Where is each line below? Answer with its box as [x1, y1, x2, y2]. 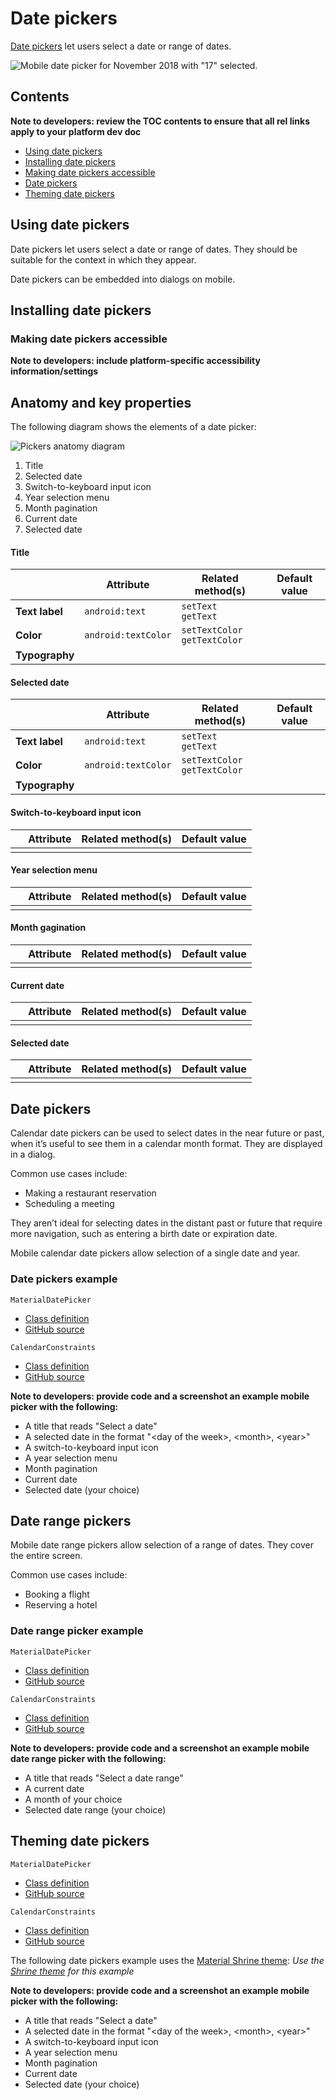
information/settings [10, 365, 99, 377]
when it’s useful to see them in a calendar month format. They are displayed [10, 1138, 323, 1150]
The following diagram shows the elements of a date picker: [10, 421, 257, 433]
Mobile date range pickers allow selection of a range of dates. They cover [10, 1539, 314, 1551]
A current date [24, 1782, 85, 1794]
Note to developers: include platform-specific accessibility [10, 355, 261, 367]
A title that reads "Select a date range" [24, 1772, 184, 1784]
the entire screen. [10, 1550, 83, 1562]
